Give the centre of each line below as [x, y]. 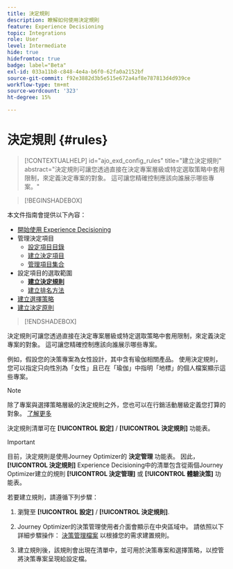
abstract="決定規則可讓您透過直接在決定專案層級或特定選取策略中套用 [124, 169]
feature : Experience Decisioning [55, 26]
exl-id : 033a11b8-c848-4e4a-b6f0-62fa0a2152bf [76, 71]
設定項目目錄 [46, 246]
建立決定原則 [35, 307]
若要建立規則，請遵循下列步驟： [53, 497]
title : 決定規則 [28, 14]
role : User [23, 40]
